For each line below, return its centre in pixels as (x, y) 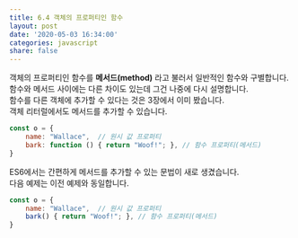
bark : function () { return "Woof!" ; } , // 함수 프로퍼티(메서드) (144, 145)
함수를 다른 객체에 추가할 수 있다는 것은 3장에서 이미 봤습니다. (117, 101)
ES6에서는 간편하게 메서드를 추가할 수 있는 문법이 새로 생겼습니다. (124, 172)
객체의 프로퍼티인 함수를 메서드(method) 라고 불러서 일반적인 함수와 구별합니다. (149, 78)
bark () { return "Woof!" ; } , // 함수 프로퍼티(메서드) (122, 216)
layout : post (34, 26)
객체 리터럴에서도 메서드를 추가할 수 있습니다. (88, 111)
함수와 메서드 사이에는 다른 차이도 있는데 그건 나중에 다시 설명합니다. (129, 89)
